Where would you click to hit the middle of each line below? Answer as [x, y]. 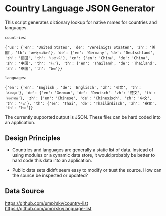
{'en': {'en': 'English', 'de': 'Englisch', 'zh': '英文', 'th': [73, 87]
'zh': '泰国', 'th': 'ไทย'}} [34, 68]
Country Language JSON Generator [80, 9]
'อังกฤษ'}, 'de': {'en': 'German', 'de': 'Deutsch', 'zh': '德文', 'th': [80, 93]
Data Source [25, 191]
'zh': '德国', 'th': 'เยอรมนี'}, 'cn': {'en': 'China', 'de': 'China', [78, 58]
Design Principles [33, 138]
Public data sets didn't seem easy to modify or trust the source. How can [87, 170]
